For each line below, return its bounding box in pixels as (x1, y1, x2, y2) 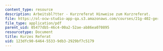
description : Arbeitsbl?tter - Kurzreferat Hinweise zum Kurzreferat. (5, 12, 151, 17)
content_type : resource (5, 7, 53, 12)
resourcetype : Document (5, 30, 53, 34)
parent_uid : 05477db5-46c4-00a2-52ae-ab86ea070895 (5, 25, 110, 30)
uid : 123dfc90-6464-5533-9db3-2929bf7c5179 (5, 39, 95, 44)
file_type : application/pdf (5, 20, 62, 26)
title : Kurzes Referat (5, 34, 51, 39)
